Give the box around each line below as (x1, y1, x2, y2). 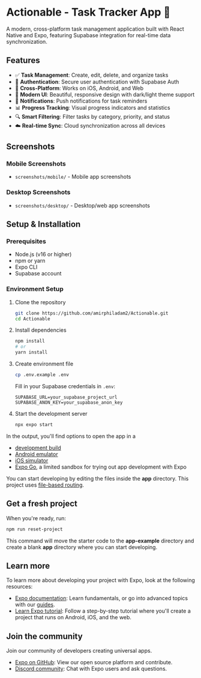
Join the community (6, 631, 83, 641)
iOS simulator (14, 457, 49, 464)
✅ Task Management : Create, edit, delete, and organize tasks (14, 71, 169, 79)
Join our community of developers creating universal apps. (6, 647, 152, 655)
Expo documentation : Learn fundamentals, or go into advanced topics (14, 595, 188, 602)
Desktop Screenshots (6, 188, 71, 197)
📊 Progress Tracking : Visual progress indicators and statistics (14, 104, 170, 111)
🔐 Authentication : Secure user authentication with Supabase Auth (14, 78, 179, 85)
